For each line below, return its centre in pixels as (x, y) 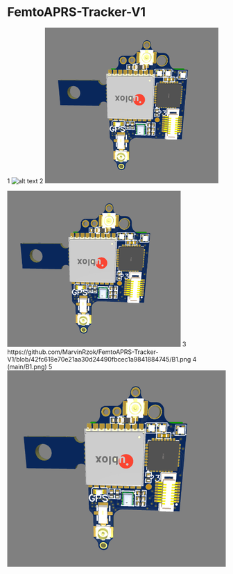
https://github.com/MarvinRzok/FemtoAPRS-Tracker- (83, 352)
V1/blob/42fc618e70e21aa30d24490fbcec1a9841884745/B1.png (99, 359)
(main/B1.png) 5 (30, 366)
